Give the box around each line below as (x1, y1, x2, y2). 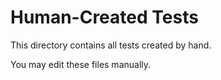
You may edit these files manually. (10, 58, 152, 70)
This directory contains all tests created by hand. (10, 39, 212, 51)
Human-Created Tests (10, 6, 199, 29)
